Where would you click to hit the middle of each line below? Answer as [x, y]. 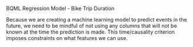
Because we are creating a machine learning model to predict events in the [97, 19]
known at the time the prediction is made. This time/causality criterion [90, 32]
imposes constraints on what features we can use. [67, 38]
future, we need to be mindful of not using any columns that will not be [92, 26]
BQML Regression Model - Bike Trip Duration [60, 8]
